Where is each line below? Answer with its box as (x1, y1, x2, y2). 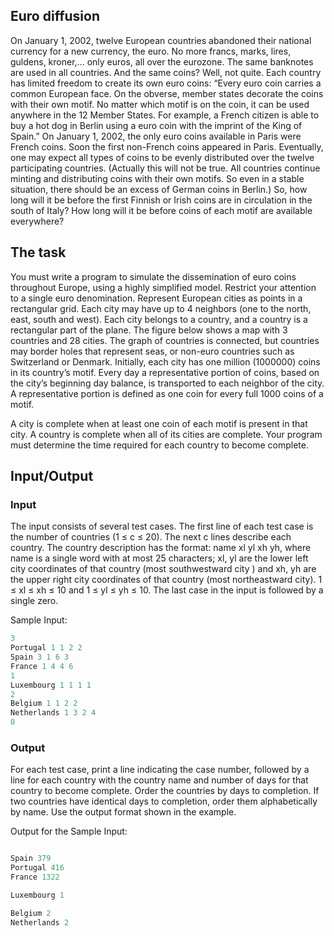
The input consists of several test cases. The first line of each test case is (10, 520, 314, 533)
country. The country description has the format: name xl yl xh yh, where (10, 542, 312, 554)
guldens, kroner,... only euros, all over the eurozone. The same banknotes (10, 55, 314, 68)
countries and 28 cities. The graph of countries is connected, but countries (10, 334, 320, 346)
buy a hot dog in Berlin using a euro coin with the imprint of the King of (10, 119, 303, 131)
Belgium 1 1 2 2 (10, 699, 78, 709)
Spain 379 (10, 854, 52, 864)
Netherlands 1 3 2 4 (10, 708, 97, 718)
